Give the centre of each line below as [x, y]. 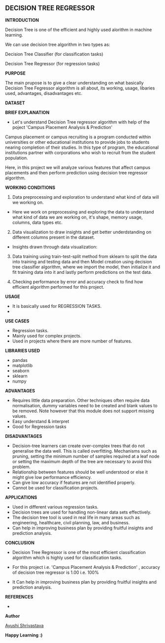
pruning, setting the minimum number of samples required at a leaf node [86, 456]
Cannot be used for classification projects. [55, 488]
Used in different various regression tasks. [55, 507]
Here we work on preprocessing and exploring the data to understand [83, 212]
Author [13, 616]
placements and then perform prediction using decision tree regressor [76, 172]
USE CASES [17, 321]
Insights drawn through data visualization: [55, 247]
